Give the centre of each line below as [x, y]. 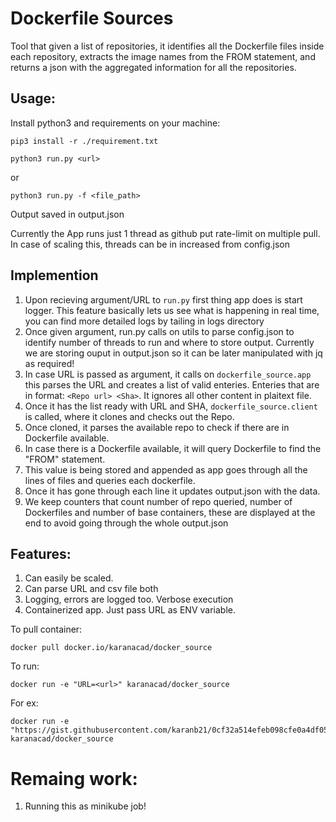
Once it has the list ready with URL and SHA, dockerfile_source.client [171, 406]
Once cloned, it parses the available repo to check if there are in [157, 427]
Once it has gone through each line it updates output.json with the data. [172, 491]
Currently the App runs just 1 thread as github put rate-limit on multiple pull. [165, 233]
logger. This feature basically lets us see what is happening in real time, [172, 310]
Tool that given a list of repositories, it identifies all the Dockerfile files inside [167, 46]
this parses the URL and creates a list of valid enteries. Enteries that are [172, 384]
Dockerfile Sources [92, 18]
